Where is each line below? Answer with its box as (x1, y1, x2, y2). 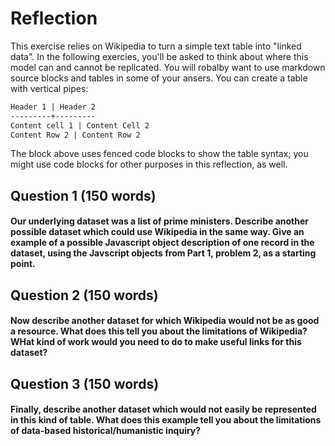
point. (10, 258, 36, 270)
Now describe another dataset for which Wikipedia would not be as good (10, 315, 320, 327)
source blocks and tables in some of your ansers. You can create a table (10, 72, 308, 84)
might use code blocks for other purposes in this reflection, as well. (10, 158, 288, 171)
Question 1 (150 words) (10, 187, 157, 204)
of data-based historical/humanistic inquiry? (10, 425, 202, 437)
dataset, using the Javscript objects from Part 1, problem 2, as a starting (10, 247, 317, 259)
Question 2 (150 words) (10, 287, 159, 304)
